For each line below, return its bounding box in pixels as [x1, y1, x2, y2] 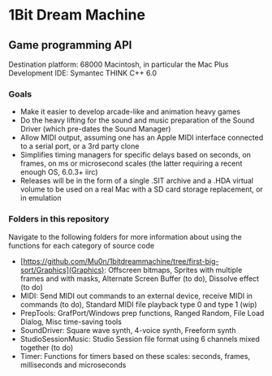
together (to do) [19, 343, 74, 352]
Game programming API [8, 38, 132, 52]
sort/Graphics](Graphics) [19, 265, 105, 274]
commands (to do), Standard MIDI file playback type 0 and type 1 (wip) [19, 299, 257, 309]
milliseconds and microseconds [19, 360, 127, 370]
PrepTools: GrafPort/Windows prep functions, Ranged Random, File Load [19, 308, 265, 318]
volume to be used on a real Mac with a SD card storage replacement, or [19, 184, 264, 194]
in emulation [19, 193, 62, 203]
